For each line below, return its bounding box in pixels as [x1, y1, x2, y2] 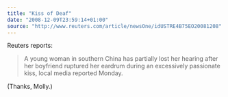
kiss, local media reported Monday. [23, 69, 123, 77]
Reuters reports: [7, 42, 53, 50]
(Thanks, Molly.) [7, 83, 53, 91]
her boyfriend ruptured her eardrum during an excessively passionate [23, 62, 220, 70]
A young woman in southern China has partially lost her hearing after [23, 55, 218, 63]
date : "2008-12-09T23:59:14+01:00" [7, 16, 109, 23]
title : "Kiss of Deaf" [7, 10, 72, 17]
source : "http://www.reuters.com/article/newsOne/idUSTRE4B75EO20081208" [7, 23, 223, 29]
